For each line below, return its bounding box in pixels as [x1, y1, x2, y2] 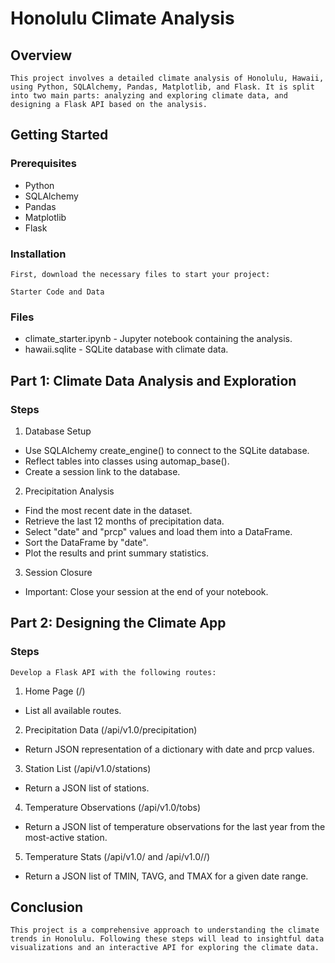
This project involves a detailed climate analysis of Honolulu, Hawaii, [10, 73, 325, 83]
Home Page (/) [24, 685, 86, 697]
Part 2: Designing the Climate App [10, 615, 227, 632]
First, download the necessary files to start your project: [10, 269, 271, 279]
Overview [10, 47, 73, 64]
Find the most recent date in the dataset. [24, 504, 193, 516]
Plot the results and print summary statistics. [24, 547, 210, 559]
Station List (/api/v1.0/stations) [24, 762, 152, 774]
